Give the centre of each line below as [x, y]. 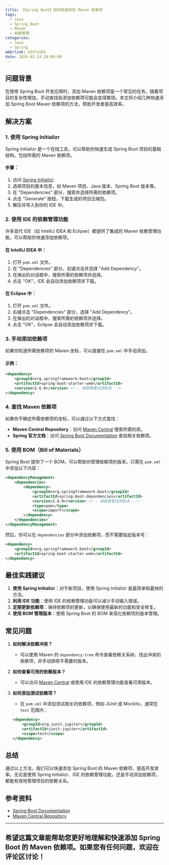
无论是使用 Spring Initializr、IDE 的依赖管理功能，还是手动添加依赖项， [87, 775]
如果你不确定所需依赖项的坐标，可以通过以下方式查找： [62, 418]
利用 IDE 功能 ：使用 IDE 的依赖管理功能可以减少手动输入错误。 [77, 601]
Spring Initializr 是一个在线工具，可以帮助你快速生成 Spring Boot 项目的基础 [83, 149]
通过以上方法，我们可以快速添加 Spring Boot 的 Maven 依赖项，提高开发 [80, 768]
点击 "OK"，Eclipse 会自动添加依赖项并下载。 [60, 324]
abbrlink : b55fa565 [26, 52]
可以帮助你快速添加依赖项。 [43, 238]
